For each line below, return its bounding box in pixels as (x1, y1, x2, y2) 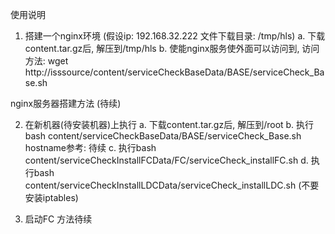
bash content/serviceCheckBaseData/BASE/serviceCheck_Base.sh (24, 130, 302, 142)
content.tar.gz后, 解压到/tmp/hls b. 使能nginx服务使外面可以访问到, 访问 (24, 43, 320, 54)
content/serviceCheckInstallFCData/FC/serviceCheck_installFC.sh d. (24, 154, 309, 166)
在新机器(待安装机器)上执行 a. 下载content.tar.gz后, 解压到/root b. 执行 (24, 119, 315, 130)
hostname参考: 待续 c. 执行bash (24, 142, 157, 153)
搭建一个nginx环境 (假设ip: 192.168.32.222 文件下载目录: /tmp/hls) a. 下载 (24, 30, 326, 42)
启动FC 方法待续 (24, 213, 93, 225)
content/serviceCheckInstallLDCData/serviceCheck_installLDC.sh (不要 (24, 179, 320, 191)
